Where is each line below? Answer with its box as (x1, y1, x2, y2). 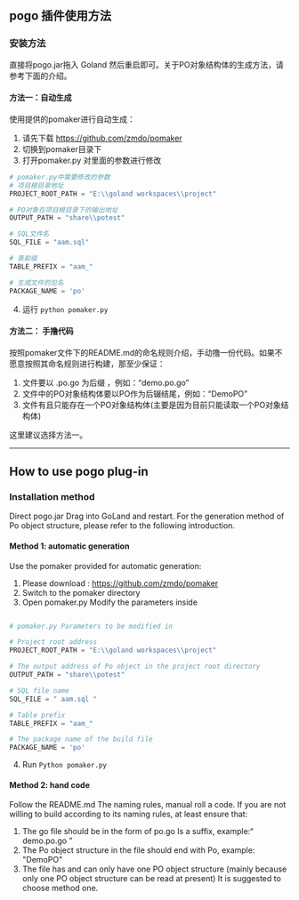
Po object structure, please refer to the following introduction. (9, 520, 236, 531)
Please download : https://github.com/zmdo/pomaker (21, 577, 219, 589)
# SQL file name (9, 686, 69, 695)
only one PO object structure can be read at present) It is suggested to (21, 873, 282, 884)
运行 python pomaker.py (21, 303, 109, 314)
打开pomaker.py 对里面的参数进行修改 (21, 155, 162, 165)
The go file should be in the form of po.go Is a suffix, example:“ (21, 826, 254, 837)
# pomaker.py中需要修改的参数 (9, 173, 111, 181)
